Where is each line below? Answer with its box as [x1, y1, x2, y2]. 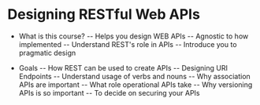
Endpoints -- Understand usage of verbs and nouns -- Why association [18, 71, 251, 81]
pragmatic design [18, 48, 76, 57]
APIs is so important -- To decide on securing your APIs [18, 88, 200, 97]
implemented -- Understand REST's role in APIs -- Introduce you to [18, 39, 237, 49]
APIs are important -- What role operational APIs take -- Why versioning [18, 80, 253, 89]
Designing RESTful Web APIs [7, 5, 200, 24]
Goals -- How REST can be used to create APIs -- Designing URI [18, 63, 228, 72]
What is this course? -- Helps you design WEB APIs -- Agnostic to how [18, 31, 249, 41]
